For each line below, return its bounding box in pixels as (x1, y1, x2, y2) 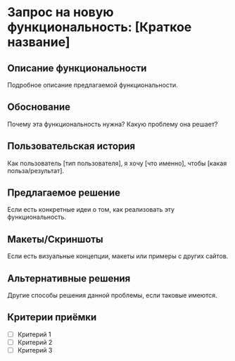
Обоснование (7, 101, 71, 113)
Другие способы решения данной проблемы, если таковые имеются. (7, 291, 217, 300)
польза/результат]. (7, 166, 65, 175)
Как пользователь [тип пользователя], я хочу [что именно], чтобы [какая (7, 159, 227, 167)
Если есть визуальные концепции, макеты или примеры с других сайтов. (7, 252, 229, 260)
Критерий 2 (17, 338, 53, 346)
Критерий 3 (17, 346, 53, 354)
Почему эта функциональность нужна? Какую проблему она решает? (7, 120, 218, 128)
